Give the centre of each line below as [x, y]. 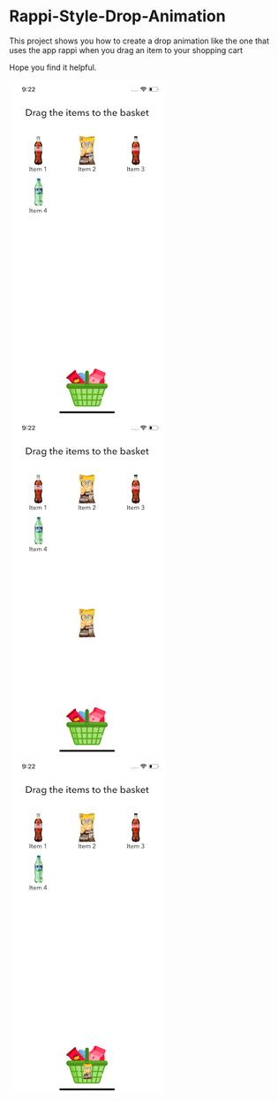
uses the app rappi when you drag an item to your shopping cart [126, 50]
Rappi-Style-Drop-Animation [118, 16]
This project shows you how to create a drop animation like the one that [139, 41]
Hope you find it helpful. [53, 67]
